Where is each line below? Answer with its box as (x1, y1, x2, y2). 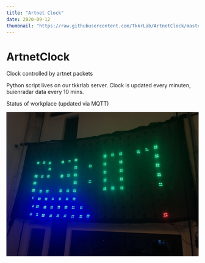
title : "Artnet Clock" (6, 10, 64, 16)
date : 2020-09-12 (6, 16, 51, 23)
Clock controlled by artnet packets (6, 70, 93, 77)
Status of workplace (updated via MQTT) (6, 100, 109, 107)
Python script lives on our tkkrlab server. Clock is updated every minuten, (6, 82, 191, 89)
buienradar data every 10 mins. (6, 88, 84, 96)
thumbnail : (6, 23, 34, 29)
